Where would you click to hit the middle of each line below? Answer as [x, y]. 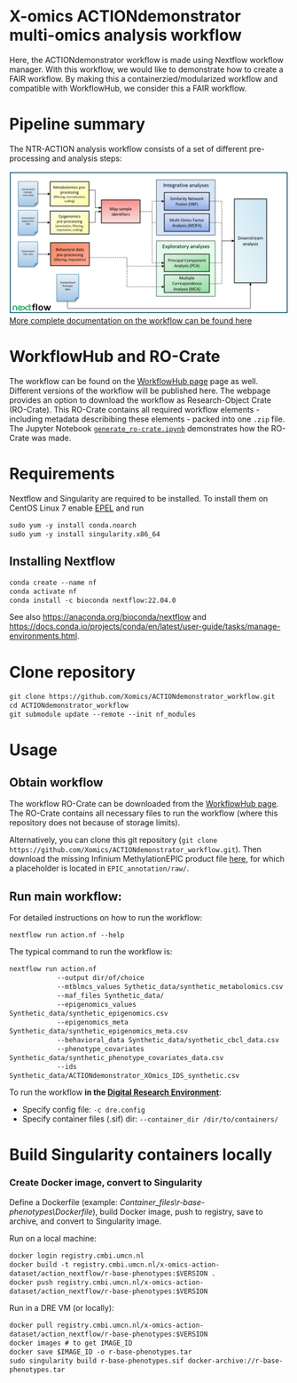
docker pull [31, 1325]
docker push [31, 1282]
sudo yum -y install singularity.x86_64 [85, 534]
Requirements [62, 474]
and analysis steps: [87, 158]
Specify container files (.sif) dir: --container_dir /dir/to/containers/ [150, 1119]
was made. [51, 438]
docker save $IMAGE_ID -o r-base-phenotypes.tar [101, 1352]
